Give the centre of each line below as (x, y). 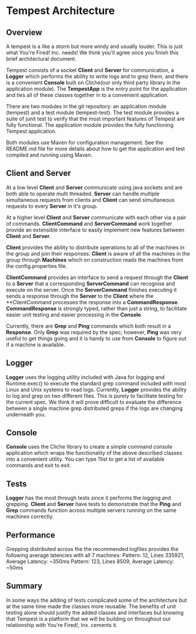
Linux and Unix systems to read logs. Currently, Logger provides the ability (97, 390)
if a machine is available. (36, 344)
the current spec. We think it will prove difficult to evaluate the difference (94, 402)
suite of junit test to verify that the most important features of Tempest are (95, 119)
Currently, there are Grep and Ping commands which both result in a (89, 326)
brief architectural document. (41, 59)
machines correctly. (30, 516)
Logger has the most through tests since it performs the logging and (89, 498)
